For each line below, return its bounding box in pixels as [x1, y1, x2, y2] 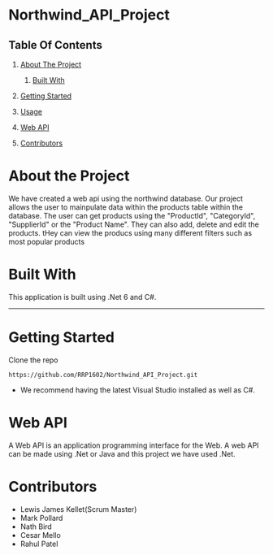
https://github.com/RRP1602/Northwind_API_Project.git [8, 371, 198, 379]
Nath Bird [19, 522, 53, 531]
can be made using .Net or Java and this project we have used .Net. [8, 449, 236, 458]
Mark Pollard [19, 513, 63, 522]
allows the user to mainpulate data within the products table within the [8, 202, 244, 212]
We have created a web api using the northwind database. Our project [8, 193, 244, 203]
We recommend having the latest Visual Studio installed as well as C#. [19, 384, 256, 395]
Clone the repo [8, 355, 58, 365]
